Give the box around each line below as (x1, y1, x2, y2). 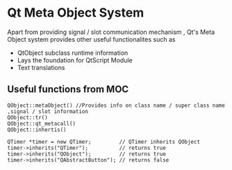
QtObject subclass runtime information (17, 49, 129, 57)
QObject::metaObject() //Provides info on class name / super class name (7, 102, 226, 109)
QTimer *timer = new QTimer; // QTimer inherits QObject (7, 138, 200, 145)
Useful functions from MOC (7, 83, 129, 95)
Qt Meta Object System (7, 5, 144, 21)
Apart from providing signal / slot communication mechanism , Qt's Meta (7, 28, 215, 36)
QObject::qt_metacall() (7, 120, 76, 127)
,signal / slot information (7, 108, 89, 115)
